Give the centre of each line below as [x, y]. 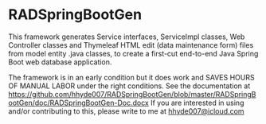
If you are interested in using [197, 103]
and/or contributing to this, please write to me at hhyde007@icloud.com [126, 111]
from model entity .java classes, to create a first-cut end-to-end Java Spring [133, 53]
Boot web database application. [60, 62]
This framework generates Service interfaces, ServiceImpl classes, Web [127, 37]
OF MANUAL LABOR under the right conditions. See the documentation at [129, 86]
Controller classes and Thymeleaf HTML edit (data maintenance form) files [131, 45]
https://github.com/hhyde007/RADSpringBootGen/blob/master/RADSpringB [132, 94]
